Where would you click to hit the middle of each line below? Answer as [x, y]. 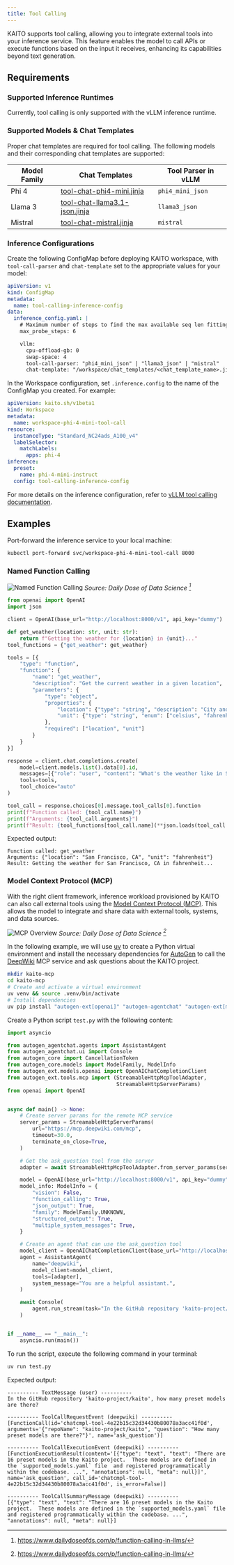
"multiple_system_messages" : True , [84, 1225]
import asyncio [29, 1032]
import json [24, 607]
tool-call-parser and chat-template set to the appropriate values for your [114, 266]
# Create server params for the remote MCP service [96, 1116]
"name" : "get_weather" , [67, 677]
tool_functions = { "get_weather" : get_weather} [78, 645]
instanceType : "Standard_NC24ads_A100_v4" [76, 436]
